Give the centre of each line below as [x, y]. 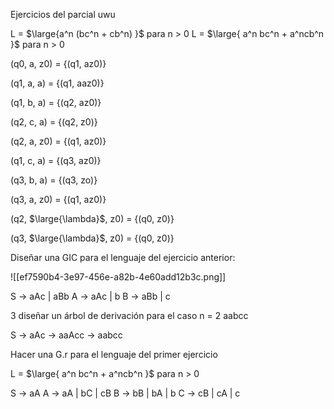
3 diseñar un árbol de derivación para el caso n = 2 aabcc [129, 315]
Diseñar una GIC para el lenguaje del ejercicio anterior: [123, 257]
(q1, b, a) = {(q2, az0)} [56, 102]
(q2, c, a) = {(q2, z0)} [54, 122]
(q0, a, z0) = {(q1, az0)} [58, 63]
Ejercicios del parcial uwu [63, 14]
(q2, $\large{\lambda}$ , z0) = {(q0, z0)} [92, 218]
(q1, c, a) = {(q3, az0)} [56, 160]
